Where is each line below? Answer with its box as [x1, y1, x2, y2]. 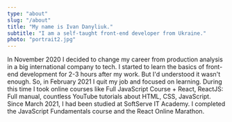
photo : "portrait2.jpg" [7, 36, 76, 43]
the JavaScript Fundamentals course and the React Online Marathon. [7, 107, 205, 116]
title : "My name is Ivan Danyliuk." [7, 23, 113, 30]
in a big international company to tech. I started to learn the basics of [7, 63, 205, 71]
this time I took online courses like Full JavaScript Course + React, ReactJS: [7, 85, 224, 93]
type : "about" [7, 10, 49, 17]
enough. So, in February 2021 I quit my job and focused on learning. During [7, 77, 222, 86]
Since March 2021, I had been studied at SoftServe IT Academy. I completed [7, 100, 226, 108]
